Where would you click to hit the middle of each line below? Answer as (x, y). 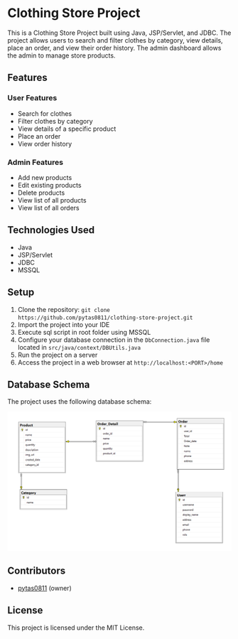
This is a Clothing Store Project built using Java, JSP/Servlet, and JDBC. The (119, 33)
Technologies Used (51, 230)
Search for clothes (45, 113)
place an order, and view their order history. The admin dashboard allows (114, 48)
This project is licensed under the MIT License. (76, 628)
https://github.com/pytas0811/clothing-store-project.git (105, 318)
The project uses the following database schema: (80, 402)
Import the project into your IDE (64, 324)
